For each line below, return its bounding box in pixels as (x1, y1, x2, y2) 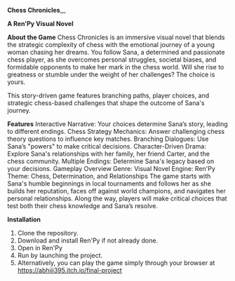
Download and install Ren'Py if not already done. (17, 236, 159, 245)
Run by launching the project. (17, 252, 103, 259)
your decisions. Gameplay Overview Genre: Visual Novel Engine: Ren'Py (7, 165, 216, 172)
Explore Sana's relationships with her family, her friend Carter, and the (7, 150, 210, 158)
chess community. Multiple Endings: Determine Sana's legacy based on (7, 157, 215, 165)
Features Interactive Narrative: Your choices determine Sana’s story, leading (7, 120, 228, 128)
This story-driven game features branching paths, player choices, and (7, 91, 210, 100)
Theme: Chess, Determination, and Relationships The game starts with (7, 172, 211, 180)
